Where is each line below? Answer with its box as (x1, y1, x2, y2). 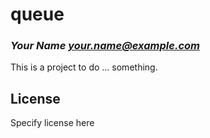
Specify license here (10, 117, 95, 129)
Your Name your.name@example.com (10, 39, 200, 53)
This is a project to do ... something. (10, 61, 158, 73)
